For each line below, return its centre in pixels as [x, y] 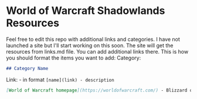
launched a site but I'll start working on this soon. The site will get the [90, 45]
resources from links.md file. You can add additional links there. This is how [97, 51]
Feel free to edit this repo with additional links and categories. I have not [93, 39]
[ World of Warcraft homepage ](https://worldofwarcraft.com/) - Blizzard [97, 90]
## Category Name [27, 68]
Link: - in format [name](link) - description [60, 79]
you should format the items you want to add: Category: [74, 58]
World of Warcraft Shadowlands [86, 11]
